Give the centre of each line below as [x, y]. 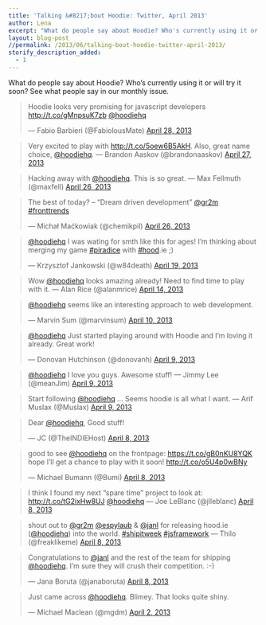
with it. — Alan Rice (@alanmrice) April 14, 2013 [106, 289]
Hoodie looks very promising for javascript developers [117, 106]
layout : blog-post [39, 38]
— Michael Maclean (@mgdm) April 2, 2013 [99, 612]
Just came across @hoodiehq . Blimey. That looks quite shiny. [128, 596]
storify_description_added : [55, 53]
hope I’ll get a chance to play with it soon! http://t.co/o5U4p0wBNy [137, 462]
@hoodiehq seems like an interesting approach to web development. [140, 304]
